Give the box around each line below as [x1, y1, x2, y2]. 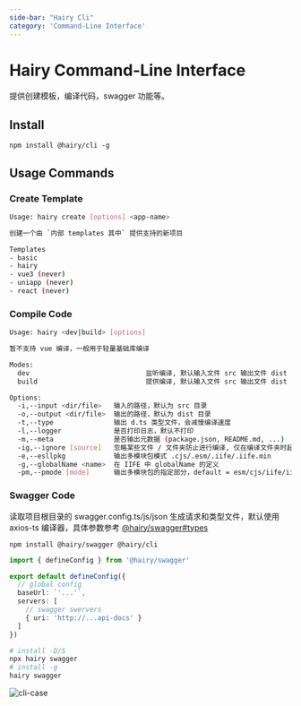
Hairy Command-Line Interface [9, 60, 246, 81]
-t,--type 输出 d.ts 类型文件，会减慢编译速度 [17, 418, 231, 427]
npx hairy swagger [9, 655, 78, 664]
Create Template [9, 192, 83, 204]
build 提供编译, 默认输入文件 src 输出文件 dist [17, 377, 288, 386]
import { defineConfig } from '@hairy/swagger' [9, 555, 191, 564]
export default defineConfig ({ [9, 572, 126, 581]
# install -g [9, 663, 58, 672]
